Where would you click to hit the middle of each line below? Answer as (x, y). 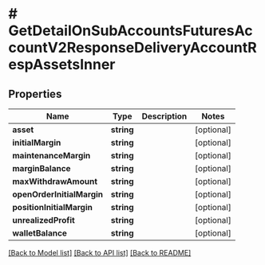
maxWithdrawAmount (55, 181)
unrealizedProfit (44, 220)
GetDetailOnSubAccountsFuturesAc (131, 31)
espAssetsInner (62, 65)
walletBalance (40, 233)
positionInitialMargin (53, 207)
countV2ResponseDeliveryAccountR (132, 48)
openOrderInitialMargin (58, 194)
